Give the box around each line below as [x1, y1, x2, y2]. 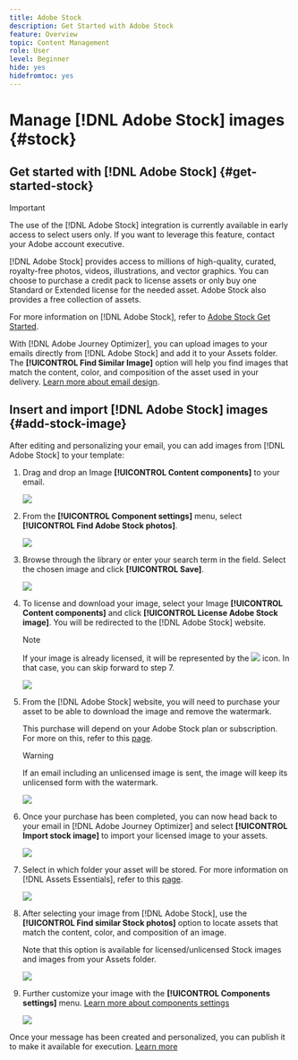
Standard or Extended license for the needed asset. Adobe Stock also [9, 284, 267, 295]
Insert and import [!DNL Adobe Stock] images [9, 402, 268, 417]
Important [9, 202, 46, 213]
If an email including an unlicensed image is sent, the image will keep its [21, 767, 288, 778]
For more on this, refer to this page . [21, 732, 154, 743]
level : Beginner [9, 55, 70, 64]
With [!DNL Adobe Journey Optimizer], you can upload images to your [9, 338, 268, 349]
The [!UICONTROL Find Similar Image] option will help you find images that [9, 357, 289, 368]
